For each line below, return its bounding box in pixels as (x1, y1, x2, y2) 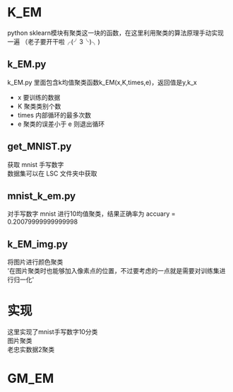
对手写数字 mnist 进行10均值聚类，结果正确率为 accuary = (7, 209, 176, 218)
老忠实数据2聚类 (7, 345, 55, 354)
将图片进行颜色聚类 (7, 258, 64, 266)
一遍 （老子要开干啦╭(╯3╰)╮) (7, 37, 100, 46)
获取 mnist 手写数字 (7, 160, 64, 168)
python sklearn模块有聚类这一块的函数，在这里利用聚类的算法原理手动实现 (7, 28, 225, 37)
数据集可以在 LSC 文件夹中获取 (7, 169, 97, 178)
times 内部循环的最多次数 (17, 110, 92, 119)
